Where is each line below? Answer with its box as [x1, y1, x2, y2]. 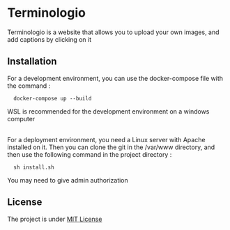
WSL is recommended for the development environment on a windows [7, 107, 210, 116]
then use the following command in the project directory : [7, 150, 172, 158]
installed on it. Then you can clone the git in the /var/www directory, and [7, 143, 215, 151]
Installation [7, 56, 57, 68]
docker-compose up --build [13, 95, 92, 102]
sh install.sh [13, 164, 54, 171]
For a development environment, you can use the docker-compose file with [7, 74, 224, 82]
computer [7, 114, 36, 123]
